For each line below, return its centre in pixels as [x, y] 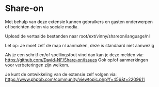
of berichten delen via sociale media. [42, 26]
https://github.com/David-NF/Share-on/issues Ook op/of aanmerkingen [77, 60]
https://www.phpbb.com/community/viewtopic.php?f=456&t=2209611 [75, 79]
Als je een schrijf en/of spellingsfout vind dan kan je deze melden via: [74, 55]
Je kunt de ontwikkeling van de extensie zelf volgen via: [61, 74]
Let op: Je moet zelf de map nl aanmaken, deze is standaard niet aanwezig [80, 45]
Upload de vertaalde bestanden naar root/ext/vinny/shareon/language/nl [78, 36]
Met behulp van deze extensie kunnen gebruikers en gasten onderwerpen [79, 22]
